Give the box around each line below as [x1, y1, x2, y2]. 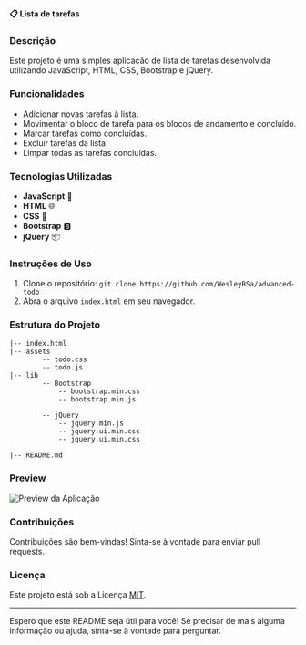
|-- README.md [9, 451, 64, 460]
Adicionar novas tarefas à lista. [22, 109, 139, 120]
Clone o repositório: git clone [22, 278, 137, 289]
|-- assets [9, 347, 51, 357]
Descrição [9, 34, 56, 47]
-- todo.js [42, 363, 84, 372]
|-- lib [9, 371, 39, 380]
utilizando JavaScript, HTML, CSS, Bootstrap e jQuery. [9, 65, 214, 76]
